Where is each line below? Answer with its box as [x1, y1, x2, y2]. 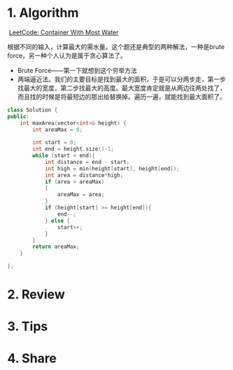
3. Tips [7, 319, 48, 334]
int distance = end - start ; [44, 158, 130, 165]
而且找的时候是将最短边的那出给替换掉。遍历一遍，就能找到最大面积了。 [17, 92, 226, 101]
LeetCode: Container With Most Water [8, 28, 119, 36]
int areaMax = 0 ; [32, 126, 83, 133]
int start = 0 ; [32, 139, 77, 146]
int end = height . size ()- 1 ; [32, 146, 114, 153]
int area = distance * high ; [44, 172, 124, 179]
